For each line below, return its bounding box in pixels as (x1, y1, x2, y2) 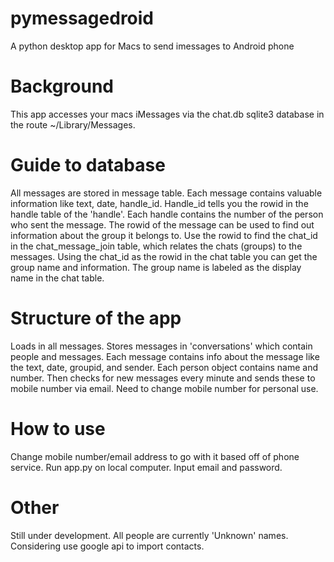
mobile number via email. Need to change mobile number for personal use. (10, 382, 319, 394)
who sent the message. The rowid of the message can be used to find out (10, 218, 315, 231)
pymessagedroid (10, 7, 155, 30)
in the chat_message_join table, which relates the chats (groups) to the (10, 240, 303, 252)
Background (10, 75, 114, 98)
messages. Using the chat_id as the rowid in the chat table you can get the (10, 250, 318, 262)
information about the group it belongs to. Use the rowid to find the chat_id (10, 229, 318, 241)
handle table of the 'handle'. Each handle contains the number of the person (10, 208, 324, 220)
